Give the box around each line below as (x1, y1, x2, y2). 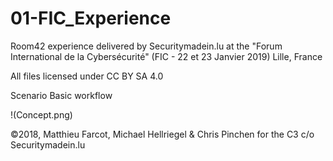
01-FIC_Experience (10, 7, 172, 30)
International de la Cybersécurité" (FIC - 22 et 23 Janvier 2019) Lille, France (10, 50, 323, 62)
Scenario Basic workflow (10, 89, 113, 101)
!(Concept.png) (10, 108, 73, 121)
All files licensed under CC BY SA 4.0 (10, 70, 164, 82)
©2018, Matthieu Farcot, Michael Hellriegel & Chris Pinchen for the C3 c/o (10, 128, 315, 140)
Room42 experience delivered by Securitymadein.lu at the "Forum (10, 40, 283, 52)
